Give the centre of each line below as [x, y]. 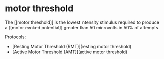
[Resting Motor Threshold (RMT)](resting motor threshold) [72, 46]
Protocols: [16, 37]
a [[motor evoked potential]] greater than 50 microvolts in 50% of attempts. [82, 27]
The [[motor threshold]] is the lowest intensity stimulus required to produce [82, 22]
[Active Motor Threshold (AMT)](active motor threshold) [70, 52]
